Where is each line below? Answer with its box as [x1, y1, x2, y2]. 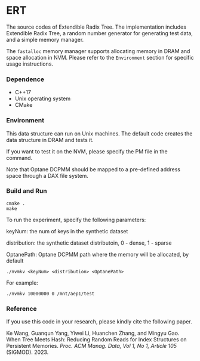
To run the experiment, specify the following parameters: [6, 216, 146, 223]
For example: [6, 279, 39, 286]
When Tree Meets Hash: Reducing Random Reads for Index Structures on [6, 336, 187, 343]
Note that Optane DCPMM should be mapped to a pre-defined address [6, 165, 181, 173]
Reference [6, 304, 37, 313]
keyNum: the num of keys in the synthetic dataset [6, 227, 128, 235]
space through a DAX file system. [6, 172, 88, 179]
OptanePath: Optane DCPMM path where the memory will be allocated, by [6, 251, 189, 258]
